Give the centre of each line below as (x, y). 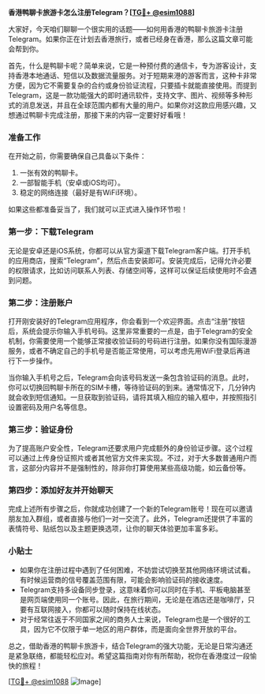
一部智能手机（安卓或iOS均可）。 (72, 183)
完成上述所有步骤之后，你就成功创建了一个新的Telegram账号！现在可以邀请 (131, 509)
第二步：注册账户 (41, 302)
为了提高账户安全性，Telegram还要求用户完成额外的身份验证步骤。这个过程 (131, 448)
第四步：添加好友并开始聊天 (61, 490)
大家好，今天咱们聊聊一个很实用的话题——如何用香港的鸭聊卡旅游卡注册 (125, 29)
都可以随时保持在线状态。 (123, 609)
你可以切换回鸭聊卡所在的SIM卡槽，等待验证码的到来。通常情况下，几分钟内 (132, 387)
